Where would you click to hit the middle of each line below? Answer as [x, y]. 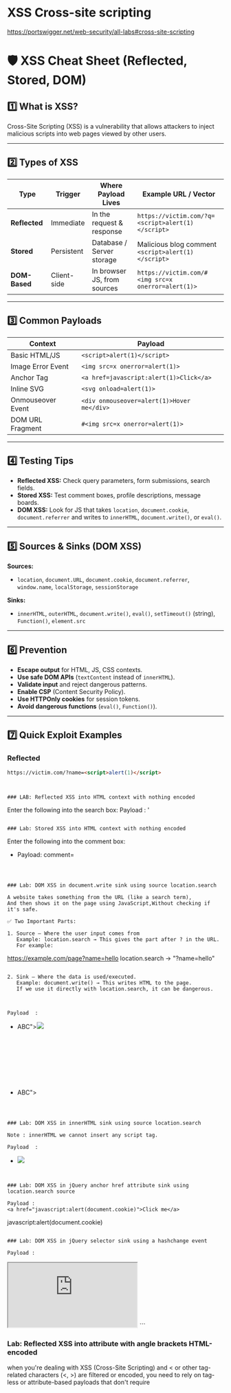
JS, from [106, 279]
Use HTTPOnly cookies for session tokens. [79, 699]
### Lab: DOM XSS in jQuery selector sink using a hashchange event [107, 1241]
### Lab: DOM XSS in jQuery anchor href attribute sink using [98, 1186]
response [107, 231]
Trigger [68, 194]
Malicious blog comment [177, 244]
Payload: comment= [45, 855]
